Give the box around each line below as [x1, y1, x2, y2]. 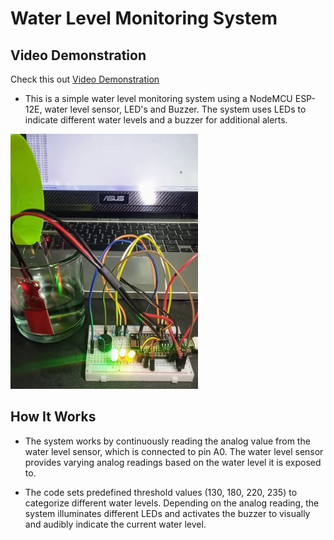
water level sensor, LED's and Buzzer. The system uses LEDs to [44, 103, 307, 115]
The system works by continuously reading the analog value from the [24, 435, 311, 447]
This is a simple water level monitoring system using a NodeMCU [24, 93, 293, 104]
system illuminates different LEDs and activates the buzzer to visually [24, 507, 311, 519]
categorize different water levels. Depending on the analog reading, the [24, 497, 320, 509]
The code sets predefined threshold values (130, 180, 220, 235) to [24, 486, 298, 498]
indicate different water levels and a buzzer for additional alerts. [24, 114, 288, 126]
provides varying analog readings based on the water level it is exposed [24, 456, 322, 468]
